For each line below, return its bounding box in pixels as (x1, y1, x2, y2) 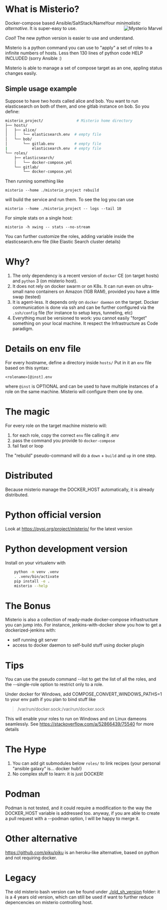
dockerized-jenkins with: (5, 627, 56, 633)
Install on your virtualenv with (5, 560, 66, 566)
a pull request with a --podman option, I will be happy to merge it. (5, 816, 140, 822)
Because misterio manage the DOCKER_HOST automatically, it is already (5, 486, 155, 492)
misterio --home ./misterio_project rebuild (5, 188, 99, 193)
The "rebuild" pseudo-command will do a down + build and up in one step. (5, 453, 157, 458)
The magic (5, 406, 50, 418)
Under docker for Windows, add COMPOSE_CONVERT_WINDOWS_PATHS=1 (5, 691, 162, 697)
